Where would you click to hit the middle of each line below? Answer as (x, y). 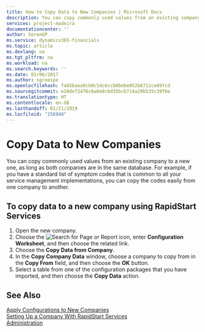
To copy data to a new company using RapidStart (101, 206)
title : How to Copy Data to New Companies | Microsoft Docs (85, 12)
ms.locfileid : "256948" (37, 114)
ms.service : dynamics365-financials (53, 40)
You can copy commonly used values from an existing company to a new (98, 161)
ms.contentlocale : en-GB (38, 103)
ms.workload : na (27, 63)
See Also (23, 295)
